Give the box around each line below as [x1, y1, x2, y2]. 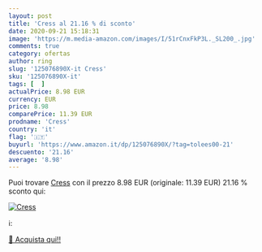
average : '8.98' [8, 155, 63, 163]
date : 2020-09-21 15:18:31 [8, 27, 100, 35]
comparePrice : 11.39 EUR [8, 111, 92, 119]
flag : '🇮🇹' [8, 133, 49, 141]
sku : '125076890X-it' [8, 72, 82, 80]
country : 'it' [8, 125, 57, 133]
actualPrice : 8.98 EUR [8, 87, 85, 96]
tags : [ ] [8, 80, 45, 88]
